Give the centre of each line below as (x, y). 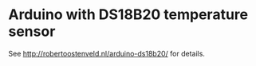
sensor (32, 31)
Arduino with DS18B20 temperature (128, 15)
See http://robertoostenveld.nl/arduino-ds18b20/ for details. (107, 53)
